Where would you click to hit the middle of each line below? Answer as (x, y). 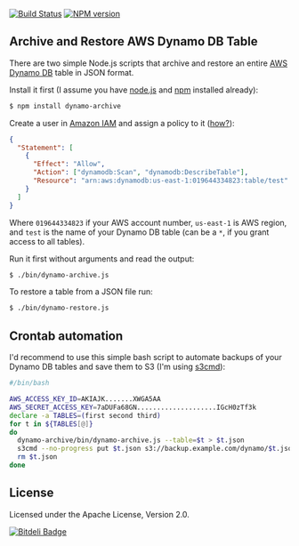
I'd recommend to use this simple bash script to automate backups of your (145, 357)
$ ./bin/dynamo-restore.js (59, 308)
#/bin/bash (29, 383)
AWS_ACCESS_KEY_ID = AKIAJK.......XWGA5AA (85, 399)
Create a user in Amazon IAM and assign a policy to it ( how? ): (122, 123)
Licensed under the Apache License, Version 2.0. (99, 514)
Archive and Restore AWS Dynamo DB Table (133, 41)
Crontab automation (66, 336)
